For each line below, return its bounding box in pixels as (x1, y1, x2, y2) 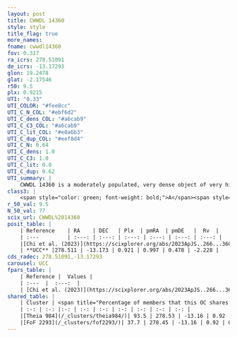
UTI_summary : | (7, 175, 52, 182)
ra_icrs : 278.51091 (7, 57, 65, 64)
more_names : (7, 37, 42, 44)
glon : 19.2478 (7, 69, 49, 76)
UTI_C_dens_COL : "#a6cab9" (7, 115, 87, 122)
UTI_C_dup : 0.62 (7, 167, 55, 175)
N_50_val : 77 (7, 208, 46, 215)
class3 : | (7, 188, 37, 195)
